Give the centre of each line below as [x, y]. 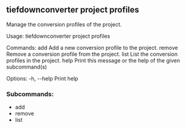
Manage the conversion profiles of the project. [64, 24]
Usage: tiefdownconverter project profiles [58, 36]
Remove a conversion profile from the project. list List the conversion [92, 54]
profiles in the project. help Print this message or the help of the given [93, 60]
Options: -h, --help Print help [42, 78]
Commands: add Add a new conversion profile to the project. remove [92, 47]
